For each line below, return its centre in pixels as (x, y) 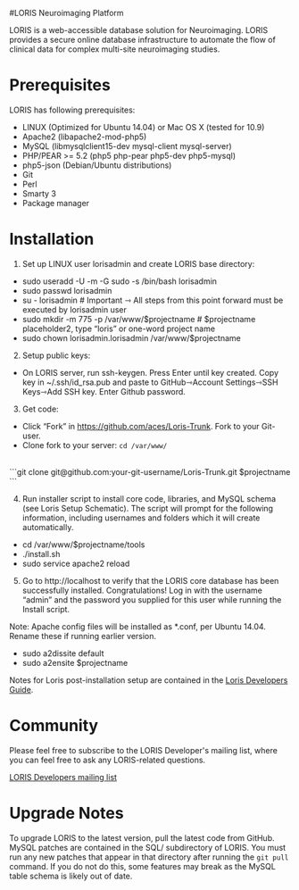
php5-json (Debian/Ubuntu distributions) (97, 165)
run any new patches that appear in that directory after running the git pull (149, 857)
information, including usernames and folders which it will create (141, 518)
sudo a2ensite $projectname (75, 662)
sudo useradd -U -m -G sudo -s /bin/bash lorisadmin (119, 281)
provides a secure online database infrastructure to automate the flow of (143, 40)
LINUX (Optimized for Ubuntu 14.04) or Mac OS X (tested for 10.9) (143, 127)
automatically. (48, 527)
